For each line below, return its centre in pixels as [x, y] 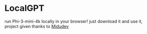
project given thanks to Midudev [37, 26]
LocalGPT [24, 8]
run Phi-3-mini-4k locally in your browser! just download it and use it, [74, 21]
